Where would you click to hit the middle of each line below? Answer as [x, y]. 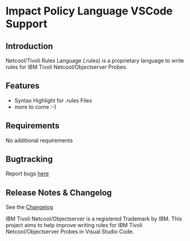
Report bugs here [27, 174]
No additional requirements [39, 140]
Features [23, 86]
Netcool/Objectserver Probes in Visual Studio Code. [70, 232]
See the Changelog [29, 207]
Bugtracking [29, 159]
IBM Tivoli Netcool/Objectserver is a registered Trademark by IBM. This [94, 219]
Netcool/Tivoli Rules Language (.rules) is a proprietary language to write [95, 61]
